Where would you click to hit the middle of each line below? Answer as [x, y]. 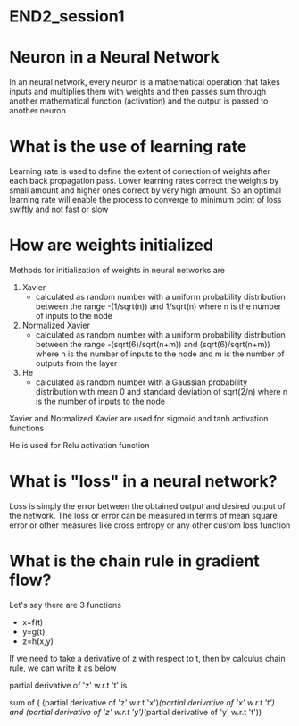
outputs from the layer [76, 363]
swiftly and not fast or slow [59, 209]
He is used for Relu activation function [79, 445]
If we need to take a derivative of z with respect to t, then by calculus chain [147, 658]
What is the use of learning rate [128, 147]
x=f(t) [33, 622]
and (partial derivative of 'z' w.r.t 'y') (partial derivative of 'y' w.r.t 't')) [136, 712]
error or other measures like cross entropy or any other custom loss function [150, 525]
